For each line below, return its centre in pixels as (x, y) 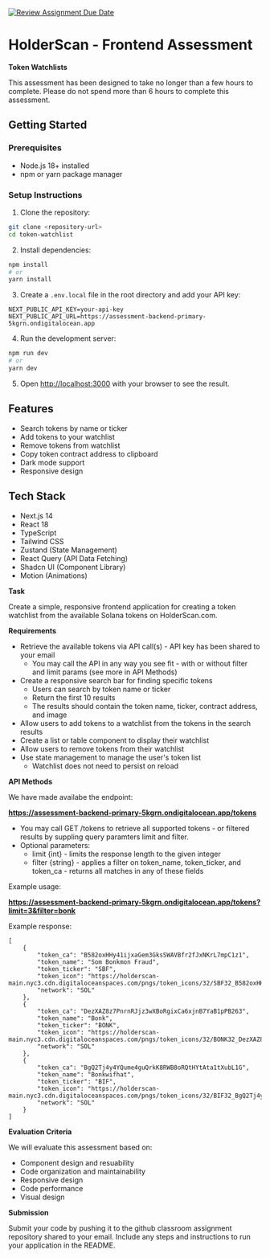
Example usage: (35, 886)
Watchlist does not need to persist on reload (105, 766)
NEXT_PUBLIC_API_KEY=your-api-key (66, 309)
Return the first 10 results (74, 697)
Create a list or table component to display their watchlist (115, 740)
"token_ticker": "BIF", (77, 1081)
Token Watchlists (38, 67)
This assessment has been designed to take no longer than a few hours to (131, 82)
